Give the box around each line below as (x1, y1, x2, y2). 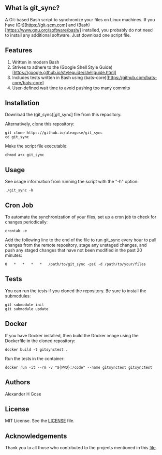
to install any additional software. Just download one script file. (5, 32, 131, 38)
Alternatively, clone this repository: (5, 121, 74, 127)
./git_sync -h (5, 188, 34, 193)
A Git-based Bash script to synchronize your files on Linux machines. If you (5, 16, 155, 22)
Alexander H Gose (5, 391, 42, 397)
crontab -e (5, 229, 27, 234)
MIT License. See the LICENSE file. (5, 418, 75, 424)
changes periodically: (5, 219, 48, 225)
